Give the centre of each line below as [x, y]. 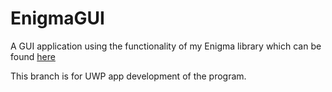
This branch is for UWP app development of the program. [128, 76]
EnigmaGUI [57, 18]
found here [33, 56]
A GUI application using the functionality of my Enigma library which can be [166, 46]
